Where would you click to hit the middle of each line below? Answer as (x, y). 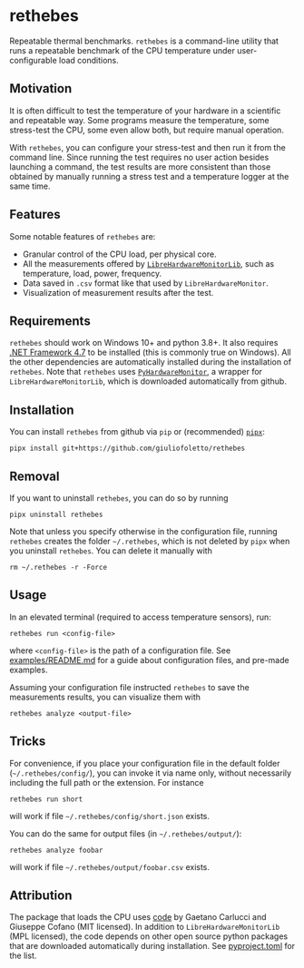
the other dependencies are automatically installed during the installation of (151, 362)
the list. (23, 956)
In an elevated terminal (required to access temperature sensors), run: (141, 617)
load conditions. (89, 60)
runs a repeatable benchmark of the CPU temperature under (123, 50)
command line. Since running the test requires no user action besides (139, 157)
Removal (34, 476)
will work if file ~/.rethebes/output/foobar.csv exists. (110, 866)
